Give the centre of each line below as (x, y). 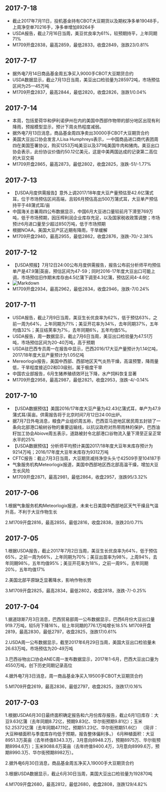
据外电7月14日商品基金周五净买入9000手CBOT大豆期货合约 (73, 73)
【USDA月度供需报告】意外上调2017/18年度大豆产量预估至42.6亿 (79, 193)
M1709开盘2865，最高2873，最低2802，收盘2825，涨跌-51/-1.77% (82, 164)
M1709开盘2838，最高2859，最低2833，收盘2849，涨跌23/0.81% (81, 45)
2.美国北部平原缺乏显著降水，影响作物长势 (48, 580)
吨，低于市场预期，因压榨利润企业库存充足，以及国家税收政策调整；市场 (86, 218)
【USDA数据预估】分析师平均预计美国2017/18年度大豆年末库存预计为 (83, 446)
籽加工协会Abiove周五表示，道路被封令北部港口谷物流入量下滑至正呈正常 (87, 433)
